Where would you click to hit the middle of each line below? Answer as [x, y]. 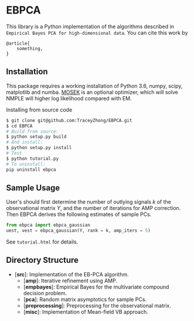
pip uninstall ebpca [31, 170]
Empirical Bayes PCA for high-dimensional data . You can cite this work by [97, 32]
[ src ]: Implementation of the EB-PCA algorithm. [72, 274]
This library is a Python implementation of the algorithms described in [90, 26]
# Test [14, 153]
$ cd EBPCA [19, 126]
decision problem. [45, 293]
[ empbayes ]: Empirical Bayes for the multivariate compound [96, 287]
